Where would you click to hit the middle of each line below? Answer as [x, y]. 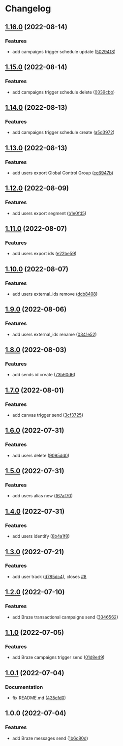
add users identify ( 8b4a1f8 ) [41, 536]
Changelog [28, 9]
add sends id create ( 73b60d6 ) [44, 375]
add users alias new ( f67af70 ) [42, 496]
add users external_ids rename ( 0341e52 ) [54, 334]
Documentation [24, 687]
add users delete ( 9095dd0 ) [41, 455]
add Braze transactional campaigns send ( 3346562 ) [65, 617]
